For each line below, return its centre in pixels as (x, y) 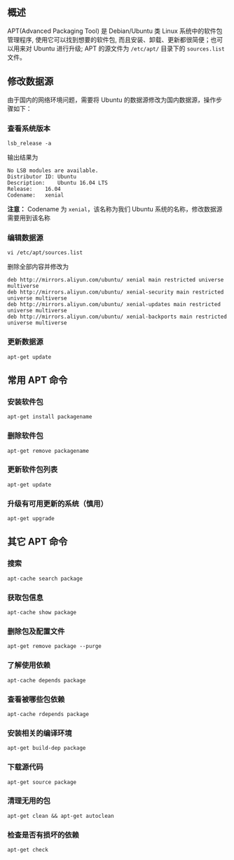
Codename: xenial (36, 195)
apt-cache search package (45, 578)
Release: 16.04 (34, 189)
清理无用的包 (29, 801)
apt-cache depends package (47, 680)
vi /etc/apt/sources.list (45, 253)
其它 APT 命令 (37, 542)
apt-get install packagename (50, 417)
